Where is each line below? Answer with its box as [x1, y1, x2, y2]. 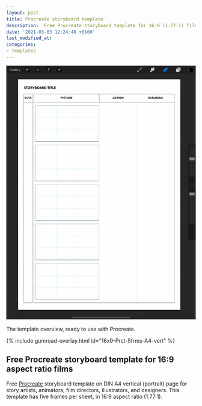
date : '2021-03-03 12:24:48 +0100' [6, 29, 96, 35]
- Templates [6, 48, 36, 54]
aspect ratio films [6, 364, 73, 374]
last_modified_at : [6, 35, 52, 42]
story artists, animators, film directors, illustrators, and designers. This [6, 386, 180, 393]
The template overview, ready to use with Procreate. [6, 325, 136, 332]
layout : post [6, 10, 39, 16]
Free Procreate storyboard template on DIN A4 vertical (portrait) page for [6, 380, 188, 387]
